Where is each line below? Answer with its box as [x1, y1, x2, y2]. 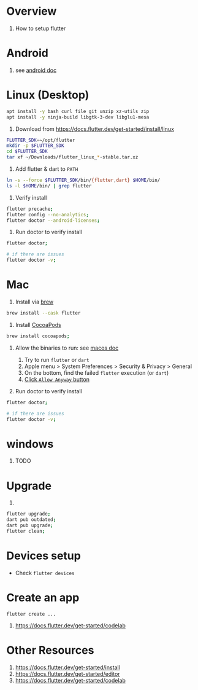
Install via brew [15, 298, 54, 305]
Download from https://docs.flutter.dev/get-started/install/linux [15, 125, 175, 133]
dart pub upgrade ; [6, 522, 53, 528]
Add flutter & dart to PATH [15, 165, 78, 173]
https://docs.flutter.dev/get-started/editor [15, 670, 121, 677]
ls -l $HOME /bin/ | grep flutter [6, 182, 92, 189]
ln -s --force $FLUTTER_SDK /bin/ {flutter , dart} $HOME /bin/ [6, 177, 161, 184]
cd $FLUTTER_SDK [6, 149, 48, 155]
